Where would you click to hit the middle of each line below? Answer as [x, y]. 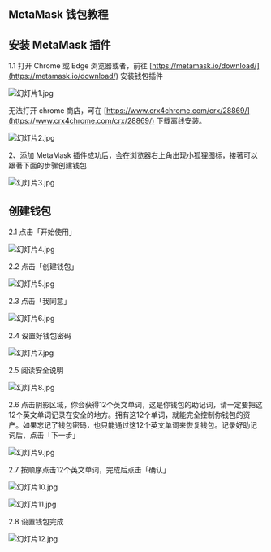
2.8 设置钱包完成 [36, 522]
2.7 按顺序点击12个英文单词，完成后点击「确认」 [89, 470]
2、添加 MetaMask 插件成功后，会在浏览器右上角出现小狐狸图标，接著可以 [133, 155]
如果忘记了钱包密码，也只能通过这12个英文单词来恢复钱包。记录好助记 [140, 425]
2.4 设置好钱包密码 [40, 336]
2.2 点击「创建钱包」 [43, 267]
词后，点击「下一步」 [44, 435]
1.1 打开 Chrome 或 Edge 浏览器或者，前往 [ [80, 66]
